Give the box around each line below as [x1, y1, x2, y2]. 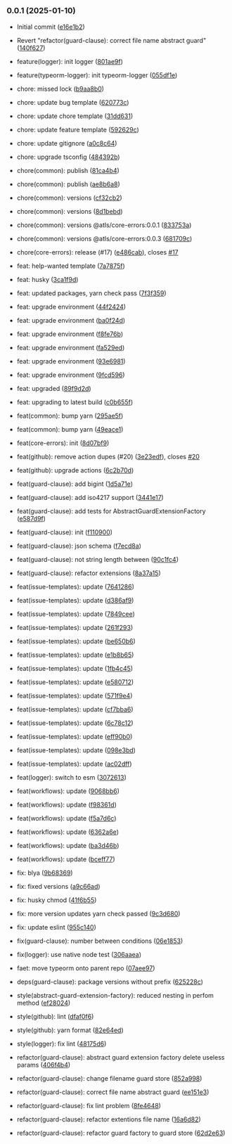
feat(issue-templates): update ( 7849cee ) [16, 610, 135, 618]
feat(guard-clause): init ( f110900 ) [16, 527, 113, 536]
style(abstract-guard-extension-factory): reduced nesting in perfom [16, 991, 214, 999]
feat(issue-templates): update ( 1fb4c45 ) [16, 664, 134, 672]
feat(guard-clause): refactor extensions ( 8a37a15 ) [16, 569, 161, 577]
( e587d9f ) [16, 514, 46, 522]
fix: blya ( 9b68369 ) [16, 868, 73, 877]
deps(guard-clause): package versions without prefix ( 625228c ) [16, 977, 203, 986]
